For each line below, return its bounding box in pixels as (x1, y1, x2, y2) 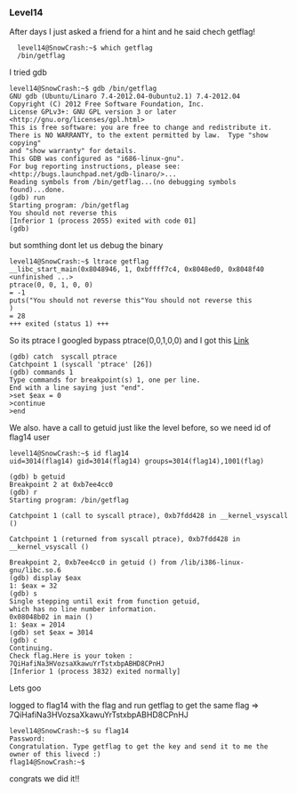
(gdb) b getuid (9, 473, 66, 481)
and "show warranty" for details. (9, 147, 138, 156)
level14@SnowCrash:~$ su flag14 (9, 727, 129, 736)
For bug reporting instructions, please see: (9, 162, 181, 171)
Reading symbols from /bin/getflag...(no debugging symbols (9, 178, 237, 187)
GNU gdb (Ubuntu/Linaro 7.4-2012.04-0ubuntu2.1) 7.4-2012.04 (9, 92, 241, 101)
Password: (9, 734, 46, 744)
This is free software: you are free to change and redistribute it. (9, 123, 273, 133)
